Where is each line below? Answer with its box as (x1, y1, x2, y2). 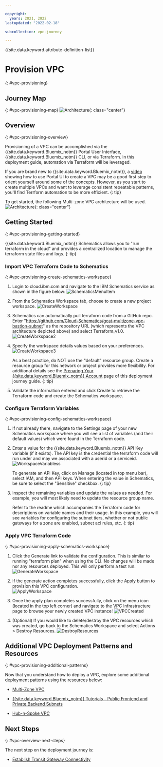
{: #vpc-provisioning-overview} (5, 134, 68, 140)
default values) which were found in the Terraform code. (12, 436, 126, 441)
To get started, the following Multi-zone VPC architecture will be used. (5, 198, 146, 205)
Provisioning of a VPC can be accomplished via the (5, 143, 108, 149)
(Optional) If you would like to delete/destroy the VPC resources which (12, 617, 154, 623)
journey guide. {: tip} (12, 378, 54, 384)
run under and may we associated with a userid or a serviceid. (12, 456, 137, 461)
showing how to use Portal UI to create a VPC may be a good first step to (5, 173, 152, 179)
